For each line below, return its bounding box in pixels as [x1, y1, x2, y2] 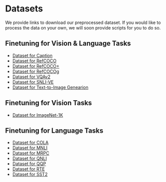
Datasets [5, 3, 43, 14]
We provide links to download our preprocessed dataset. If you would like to [5, 19, 161, 25]
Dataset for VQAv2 [12, 73, 51, 80]
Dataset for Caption [12, 52, 53, 58]
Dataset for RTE [12, 166, 45, 172]
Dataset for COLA [12, 140, 49, 146]
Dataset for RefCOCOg [12, 68, 60, 74]
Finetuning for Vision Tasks [5, 99, 92, 107]
